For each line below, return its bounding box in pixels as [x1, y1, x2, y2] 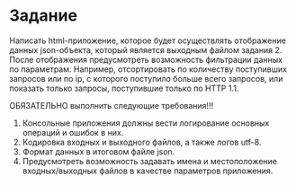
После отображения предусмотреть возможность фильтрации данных [9, 54, 283, 65]
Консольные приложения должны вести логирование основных [22, 118, 270, 128]
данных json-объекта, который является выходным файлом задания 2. [9, 44, 283, 55]
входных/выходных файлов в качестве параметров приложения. [22, 165, 274, 176]
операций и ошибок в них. [22, 127, 124, 137]
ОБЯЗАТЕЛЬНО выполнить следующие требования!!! [9, 100, 214, 110]
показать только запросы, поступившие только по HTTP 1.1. [9, 83, 239, 93]
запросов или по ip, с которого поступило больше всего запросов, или [9, 73, 283, 84]
